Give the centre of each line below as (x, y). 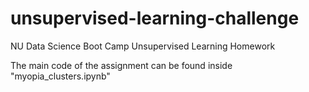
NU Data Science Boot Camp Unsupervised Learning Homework (143, 46)
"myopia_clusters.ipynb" (60, 76)
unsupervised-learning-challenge (155, 18)
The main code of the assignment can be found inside (121, 65)
